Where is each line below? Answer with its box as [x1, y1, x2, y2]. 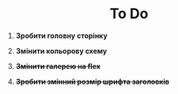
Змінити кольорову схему [15, 46, 108, 55]
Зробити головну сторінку [15, 31, 108, 40]
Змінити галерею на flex [15, 61, 101, 71]
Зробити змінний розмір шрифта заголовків [15, 77, 170, 86]
